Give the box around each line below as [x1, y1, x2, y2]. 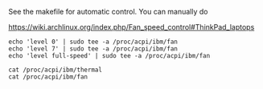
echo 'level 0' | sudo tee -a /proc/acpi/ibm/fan [8, 38, 179, 46]
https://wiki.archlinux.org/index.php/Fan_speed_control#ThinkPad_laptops [8, 22, 255, 31]
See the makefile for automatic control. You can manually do [8, 7, 208, 16]
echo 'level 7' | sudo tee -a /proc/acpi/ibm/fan [8, 45, 179, 53]
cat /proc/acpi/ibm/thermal [8, 66, 103, 74]
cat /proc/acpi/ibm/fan [8, 73, 88, 81]
